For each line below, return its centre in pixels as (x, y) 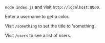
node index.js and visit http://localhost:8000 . (52, 7)
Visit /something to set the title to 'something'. (51, 26)
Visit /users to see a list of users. (38, 35)
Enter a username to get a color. (37, 16)
